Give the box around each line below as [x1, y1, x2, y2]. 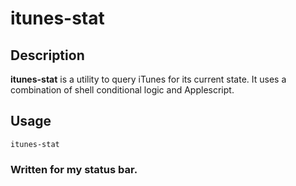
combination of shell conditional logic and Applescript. [10, 84, 235, 96]
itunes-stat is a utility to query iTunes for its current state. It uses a [10, 73, 287, 85]
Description [10, 47, 85, 64]
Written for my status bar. [10, 162, 138, 176]
